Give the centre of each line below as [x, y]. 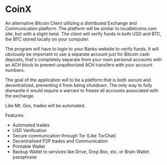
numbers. [15, 70]
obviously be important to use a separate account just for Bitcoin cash [77, 54]
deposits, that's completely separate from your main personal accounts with [84, 59]
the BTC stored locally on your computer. [47, 39]
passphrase [24, 157]
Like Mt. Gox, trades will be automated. [45, 105]
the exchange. [20, 96]
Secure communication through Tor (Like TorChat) [64, 135]
